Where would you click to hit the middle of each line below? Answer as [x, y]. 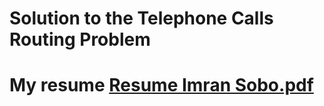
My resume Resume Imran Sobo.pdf [161, 85]
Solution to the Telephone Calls [141, 18]
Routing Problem [80, 39]
